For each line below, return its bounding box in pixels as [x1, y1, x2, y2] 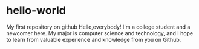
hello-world [6, 4, 67, 17]
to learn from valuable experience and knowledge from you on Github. [6, 36, 181, 43]
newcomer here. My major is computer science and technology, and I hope [6, 29, 194, 36]
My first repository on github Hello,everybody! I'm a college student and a [6, 23, 191, 30]
